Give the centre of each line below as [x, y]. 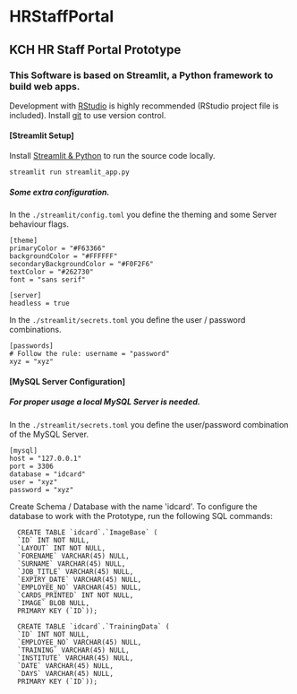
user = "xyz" [34, 481]
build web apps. [45, 86]
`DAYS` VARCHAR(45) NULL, [66, 673]
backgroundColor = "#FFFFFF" [64, 256]
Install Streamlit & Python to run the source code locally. [113, 156]
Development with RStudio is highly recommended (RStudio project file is [144, 106]
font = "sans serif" [48, 280]
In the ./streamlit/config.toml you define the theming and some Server [143, 215]
